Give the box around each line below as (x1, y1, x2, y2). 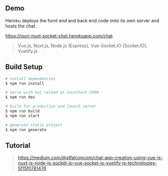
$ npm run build (5, 109, 40, 114)
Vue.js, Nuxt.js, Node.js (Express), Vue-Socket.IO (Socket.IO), (17, 43, 148, 49)
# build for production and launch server (5, 104, 97, 109)
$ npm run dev (5, 95, 36, 100)
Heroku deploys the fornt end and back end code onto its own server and (5, 17, 159, 23)
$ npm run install (5, 81, 44, 86)
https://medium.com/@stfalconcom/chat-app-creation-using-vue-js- (17, 155, 163, 161)
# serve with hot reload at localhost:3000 (5, 90, 99, 95)
